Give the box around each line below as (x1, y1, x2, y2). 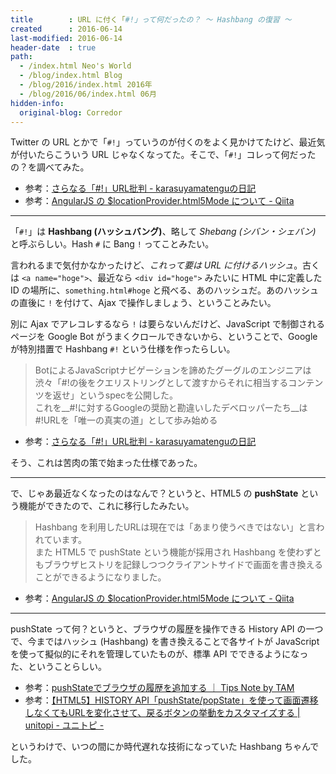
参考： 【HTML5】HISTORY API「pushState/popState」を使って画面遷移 (24, 694, 319, 706)
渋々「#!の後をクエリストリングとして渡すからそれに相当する (34, 377, 289, 389)
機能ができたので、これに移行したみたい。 (18, 500, 195, 512)
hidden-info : (10, 98, 65, 108)
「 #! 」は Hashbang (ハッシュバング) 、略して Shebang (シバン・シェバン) (10, 226, 317, 238)
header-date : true (10, 42, 97, 53)
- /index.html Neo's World (19, 61, 132, 71)
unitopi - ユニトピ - (24, 719, 105, 731)
